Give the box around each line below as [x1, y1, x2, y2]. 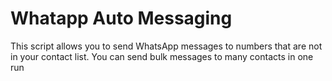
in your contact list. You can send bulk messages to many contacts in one [10, 50, 314, 62]
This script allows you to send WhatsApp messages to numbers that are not [10, 40, 323, 52]
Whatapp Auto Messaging [10, 7, 233, 30]
